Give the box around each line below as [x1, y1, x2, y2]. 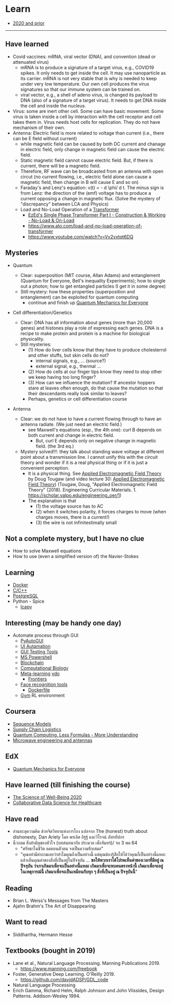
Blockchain [20, 660, 44, 665]
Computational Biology [20, 665, 69, 671]
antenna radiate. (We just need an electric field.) [20, 421, 122, 427]
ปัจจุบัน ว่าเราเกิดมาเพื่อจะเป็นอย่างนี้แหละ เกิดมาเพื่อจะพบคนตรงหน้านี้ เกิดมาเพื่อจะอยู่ [20, 863, 163, 869]
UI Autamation [20, 643, 51, 649]
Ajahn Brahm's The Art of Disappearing [12, 903, 96, 909]
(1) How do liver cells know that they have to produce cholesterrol [28, 346, 167, 352]
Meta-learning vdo [20, 671, 60, 676]
